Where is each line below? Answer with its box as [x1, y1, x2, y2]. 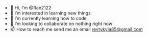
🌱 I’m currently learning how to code [10, 15, 87, 21]
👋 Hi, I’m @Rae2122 [10, 5, 52, 10]
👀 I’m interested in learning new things [10, 10, 91, 16]
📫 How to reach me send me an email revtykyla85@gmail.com [10, 26, 143, 32]
